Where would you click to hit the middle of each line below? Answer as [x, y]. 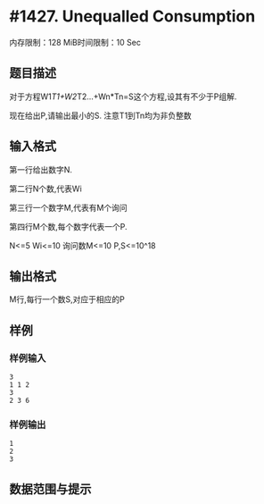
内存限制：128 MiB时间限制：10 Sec [75, 42]
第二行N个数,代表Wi [45, 189]
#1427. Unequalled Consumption [132, 17]
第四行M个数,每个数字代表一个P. [68, 226]
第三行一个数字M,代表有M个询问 [68, 207]
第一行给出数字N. [41, 169]
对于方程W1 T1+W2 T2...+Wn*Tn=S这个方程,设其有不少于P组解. [123, 97]
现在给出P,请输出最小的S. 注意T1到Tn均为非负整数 [100, 115]
